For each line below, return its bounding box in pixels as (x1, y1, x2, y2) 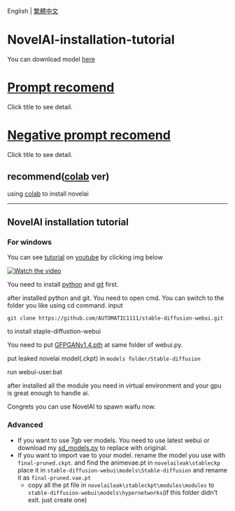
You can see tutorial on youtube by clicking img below (7, 253, 163, 261)
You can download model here (7, 55, 96, 63)
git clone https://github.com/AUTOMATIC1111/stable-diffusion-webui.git (7, 315, 224, 322)
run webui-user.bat (7, 368, 63, 376)
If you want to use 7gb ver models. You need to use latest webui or (17, 436, 210, 444)
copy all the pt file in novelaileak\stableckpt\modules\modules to (27, 480, 215, 489)
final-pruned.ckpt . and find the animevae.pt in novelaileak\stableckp (17, 458, 220, 467)
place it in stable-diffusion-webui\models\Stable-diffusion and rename (17, 465, 227, 474)
